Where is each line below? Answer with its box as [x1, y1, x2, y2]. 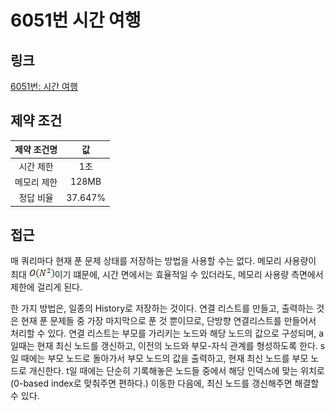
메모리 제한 [14, 176, 58, 188]
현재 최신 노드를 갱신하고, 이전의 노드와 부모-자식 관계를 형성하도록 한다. [36, 340, 318, 352]
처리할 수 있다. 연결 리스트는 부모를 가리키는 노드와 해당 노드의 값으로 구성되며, [10, 327, 317, 340]
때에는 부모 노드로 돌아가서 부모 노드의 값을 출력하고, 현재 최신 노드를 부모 [20, 352, 309, 365]
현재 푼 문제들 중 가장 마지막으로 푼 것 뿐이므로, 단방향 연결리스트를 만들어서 [20, 315, 317, 327]
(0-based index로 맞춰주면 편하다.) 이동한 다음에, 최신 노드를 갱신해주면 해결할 [10, 377, 320, 390]
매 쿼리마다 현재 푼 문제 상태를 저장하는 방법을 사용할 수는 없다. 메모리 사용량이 [10, 255, 317, 267]
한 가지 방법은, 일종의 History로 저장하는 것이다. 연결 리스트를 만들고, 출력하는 [10, 302, 315, 315]
